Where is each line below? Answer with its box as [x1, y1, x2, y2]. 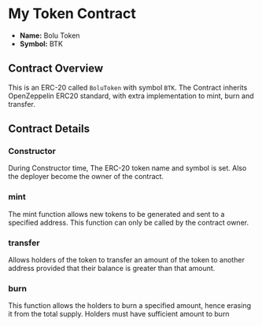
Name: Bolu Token [19, 31, 80, 40]
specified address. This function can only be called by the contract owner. [8, 218, 249, 227]
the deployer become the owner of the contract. [8, 172, 164, 181]
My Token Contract [8, 5, 136, 23]
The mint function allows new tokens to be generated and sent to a [8, 209, 225, 218]
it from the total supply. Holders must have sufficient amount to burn [8, 310, 230, 319]
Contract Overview [8, 62, 104, 75]
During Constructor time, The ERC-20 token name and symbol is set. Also [8, 163, 247, 173]
